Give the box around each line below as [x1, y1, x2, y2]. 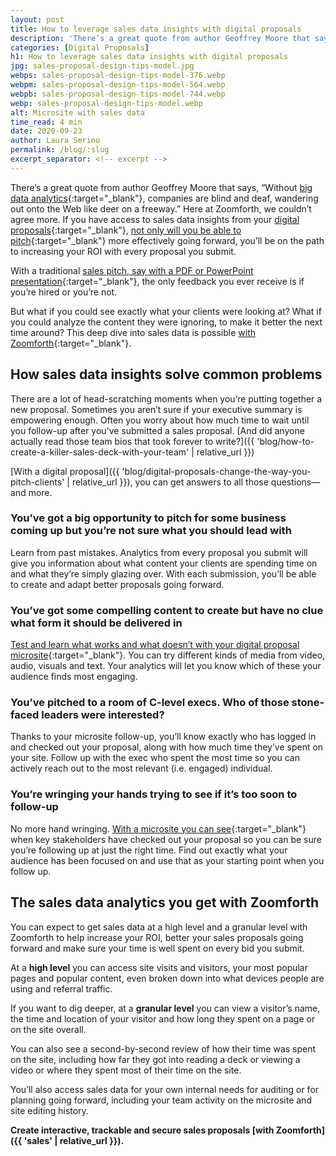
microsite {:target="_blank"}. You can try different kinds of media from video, [10, 649, 326, 661]
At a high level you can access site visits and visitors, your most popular [10, 961, 308, 973]
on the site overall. [10, 1023, 87, 1035]
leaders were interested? [41, 708, 165, 722]
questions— [270, 476, 321, 488]
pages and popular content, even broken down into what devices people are [10, 972, 325, 984]
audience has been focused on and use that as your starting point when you [10, 854, 325, 866]
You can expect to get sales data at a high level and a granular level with [10, 921, 308, 933]
